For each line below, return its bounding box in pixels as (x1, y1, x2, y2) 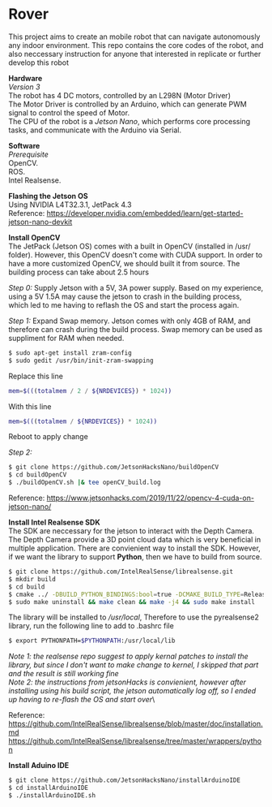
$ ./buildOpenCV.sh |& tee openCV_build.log (8, 478, 161, 487)
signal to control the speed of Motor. (8, 107, 130, 118)
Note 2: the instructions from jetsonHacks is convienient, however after (8, 677, 247, 687)
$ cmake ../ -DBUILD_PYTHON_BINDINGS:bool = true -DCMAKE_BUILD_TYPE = (8, 590, 244, 598)
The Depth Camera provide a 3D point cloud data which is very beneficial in (8, 535, 261, 545)
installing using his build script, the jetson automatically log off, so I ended (8, 686, 257, 696)
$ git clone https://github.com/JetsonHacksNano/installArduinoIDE (8, 776, 241, 784)
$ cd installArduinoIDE (8, 784, 89, 792)
